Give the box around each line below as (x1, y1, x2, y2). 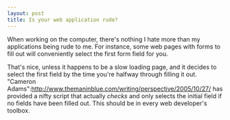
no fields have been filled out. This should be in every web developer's (7, 99, 207, 107)
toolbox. (7, 106, 30, 115)
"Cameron (7, 77, 36, 85)
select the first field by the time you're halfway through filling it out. (7, 70, 197, 78)
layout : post (7, 10, 45, 17)
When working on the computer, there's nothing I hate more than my (7, 35, 200, 43)
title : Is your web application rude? (7, 16, 118, 23)
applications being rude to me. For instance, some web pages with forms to (7, 42, 221, 50)
